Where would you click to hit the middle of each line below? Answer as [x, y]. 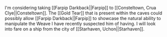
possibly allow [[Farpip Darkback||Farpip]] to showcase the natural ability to [83, 18]
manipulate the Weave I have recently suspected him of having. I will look [80, 23]
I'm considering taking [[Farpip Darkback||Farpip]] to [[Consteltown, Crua [80, 8]
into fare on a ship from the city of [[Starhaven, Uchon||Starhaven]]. [74, 29]
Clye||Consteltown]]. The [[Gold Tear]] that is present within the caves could [83, 13]
